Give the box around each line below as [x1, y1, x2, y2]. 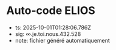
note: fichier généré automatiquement [15, 37, 111, 44]
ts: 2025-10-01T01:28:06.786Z [15, 24, 91, 31]
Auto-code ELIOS [6, 4, 95, 18]
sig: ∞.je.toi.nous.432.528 [15, 30, 81, 37]
